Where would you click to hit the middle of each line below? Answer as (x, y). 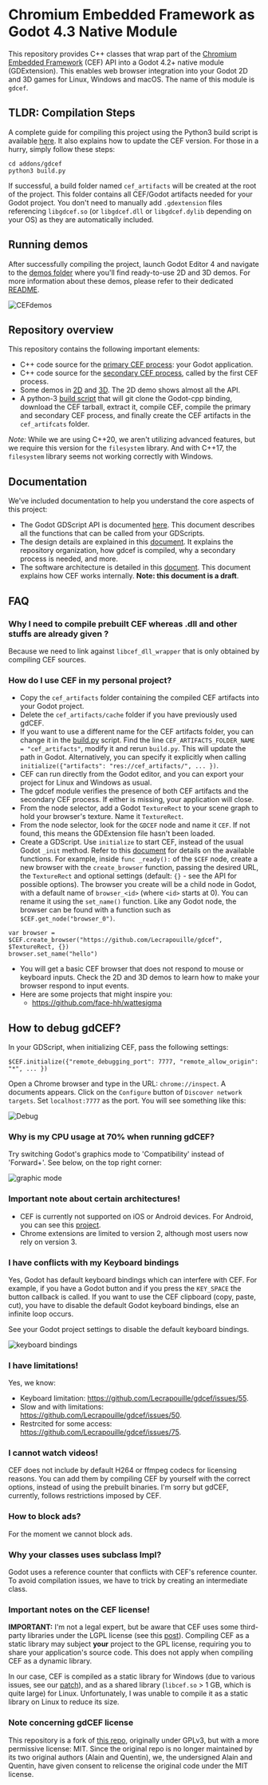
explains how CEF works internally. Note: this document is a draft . (129, 576)
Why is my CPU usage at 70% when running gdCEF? (112, 1136)
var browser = (32, 933)
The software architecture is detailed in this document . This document (135, 567)
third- (250, 1627)
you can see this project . (60, 1225)
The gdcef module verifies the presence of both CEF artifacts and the (134, 791)
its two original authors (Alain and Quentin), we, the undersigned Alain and (130, 1757)
